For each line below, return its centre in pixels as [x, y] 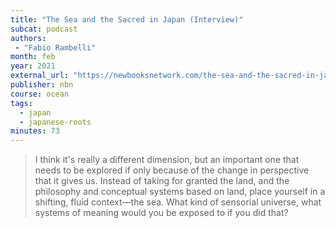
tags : [21, 103]
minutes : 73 [35, 131]
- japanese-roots [55, 122]
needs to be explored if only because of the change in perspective [172, 170]
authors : [28, 38]
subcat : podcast [44, 29]
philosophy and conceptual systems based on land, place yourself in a [180, 192]
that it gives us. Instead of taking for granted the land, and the [162, 181]
